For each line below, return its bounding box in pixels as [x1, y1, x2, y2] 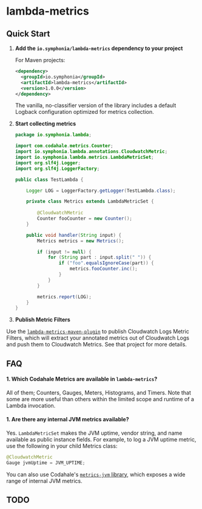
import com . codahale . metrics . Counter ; [15, 143, 113, 149]
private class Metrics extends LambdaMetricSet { [26, 198, 154, 205]
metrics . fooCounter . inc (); [69, 266, 138, 272]
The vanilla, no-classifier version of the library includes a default [15, 102, 177, 109]
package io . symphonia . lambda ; [15, 132, 92, 138]
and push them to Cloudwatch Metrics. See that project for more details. [6, 341, 187, 348]
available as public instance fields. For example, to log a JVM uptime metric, [6, 436, 197, 443]
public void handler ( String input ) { [26, 232, 122, 238]
